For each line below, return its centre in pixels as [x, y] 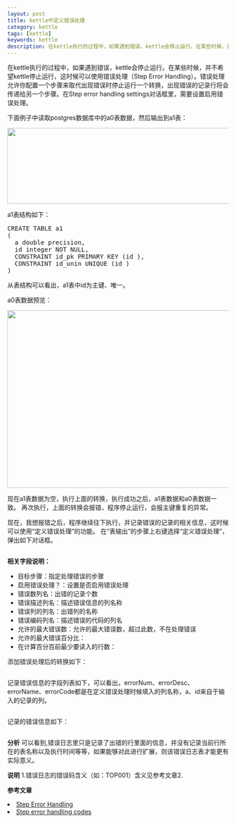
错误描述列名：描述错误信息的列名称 [70, 602]
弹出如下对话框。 [32, 540]
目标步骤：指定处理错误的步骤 [60, 576]
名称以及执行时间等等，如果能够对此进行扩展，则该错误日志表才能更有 [127, 751]
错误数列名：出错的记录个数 [58, 594]
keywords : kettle [33, 40]
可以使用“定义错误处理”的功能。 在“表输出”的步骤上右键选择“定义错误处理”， [118, 531]
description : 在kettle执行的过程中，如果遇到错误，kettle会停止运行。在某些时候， [117, 47]
